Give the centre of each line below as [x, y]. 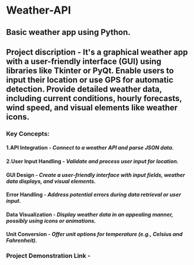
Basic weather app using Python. [69, 32]
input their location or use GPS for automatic [90, 80]
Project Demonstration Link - [48, 256]
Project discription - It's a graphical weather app [97, 52]
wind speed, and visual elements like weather [92, 107]
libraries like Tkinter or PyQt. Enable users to [90, 71]
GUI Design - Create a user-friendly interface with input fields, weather [96, 174]
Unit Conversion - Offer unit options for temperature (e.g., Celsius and [94, 234]
